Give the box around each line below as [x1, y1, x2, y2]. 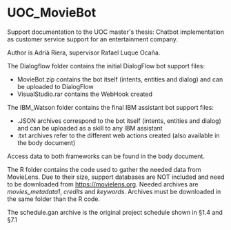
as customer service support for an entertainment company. [7, 35, 178, 43]
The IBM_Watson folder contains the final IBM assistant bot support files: [7, 103, 214, 111]
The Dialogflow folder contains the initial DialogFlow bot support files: [7, 61, 205, 70]
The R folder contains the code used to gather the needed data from [7, 165, 201, 173]
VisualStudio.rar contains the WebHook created [17, 90, 153, 98]
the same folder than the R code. [7, 195, 101, 203]
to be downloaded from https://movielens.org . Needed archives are [7, 180, 199, 188]
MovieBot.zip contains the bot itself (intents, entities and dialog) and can [17, 75, 223, 84]
